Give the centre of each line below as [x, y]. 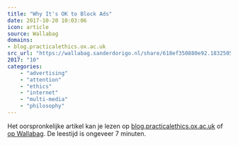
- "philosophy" [42, 106]
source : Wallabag [33, 34]
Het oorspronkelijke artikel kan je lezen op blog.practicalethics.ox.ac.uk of [115, 126]
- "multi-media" [44, 100]
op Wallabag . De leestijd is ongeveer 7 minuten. [77, 133]
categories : [25, 66]
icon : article [28, 27]
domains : [20, 40]
